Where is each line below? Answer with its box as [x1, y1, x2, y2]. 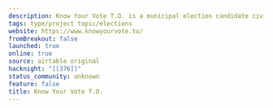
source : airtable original [8, 58, 100, 66]
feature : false [8, 80, 60, 88]
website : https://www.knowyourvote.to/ [8, 27, 144, 35]
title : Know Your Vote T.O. [8, 87, 104, 96]
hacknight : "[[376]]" [8, 65, 82, 73]
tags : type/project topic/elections [8, 19, 132, 28]
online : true [8, 50, 53, 58]
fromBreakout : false [8, 34, 79, 43]
